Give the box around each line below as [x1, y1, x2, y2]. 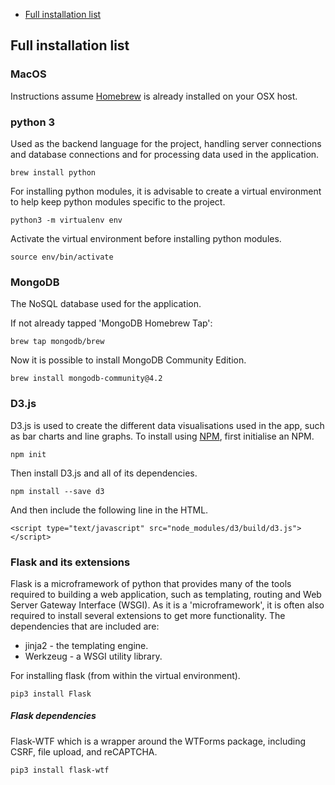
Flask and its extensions [10, 555, 131, 569]
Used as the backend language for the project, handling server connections [10, 137, 322, 149]
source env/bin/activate [10, 252, 114, 262]
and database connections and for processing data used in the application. [10, 148, 320, 160]
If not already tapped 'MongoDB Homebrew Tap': [10, 317, 213, 329]
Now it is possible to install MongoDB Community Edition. [10, 354, 247, 366]
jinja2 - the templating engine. [24, 639, 149, 651]
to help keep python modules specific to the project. [10, 195, 226, 208]
